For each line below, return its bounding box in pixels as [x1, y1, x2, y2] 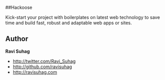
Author [5, 34, 28, 43]
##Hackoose [5, 5, 32, 10]
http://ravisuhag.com [12, 69, 57, 75]
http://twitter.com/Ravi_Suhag [12, 58, 76, 64]
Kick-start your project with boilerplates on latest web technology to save [5, 14, 160, 20]
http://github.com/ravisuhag [12, 64, 72, 70]
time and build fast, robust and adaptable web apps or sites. [5, 20, 132, 26]
